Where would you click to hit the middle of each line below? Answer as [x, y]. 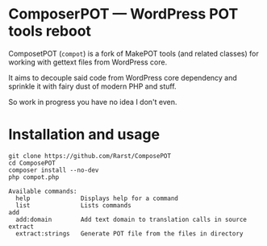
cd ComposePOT [32, 163]
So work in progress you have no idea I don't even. [93, 102]
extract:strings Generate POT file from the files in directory [129, 233]
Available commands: [43, 191]
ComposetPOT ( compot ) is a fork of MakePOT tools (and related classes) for [134, 53]
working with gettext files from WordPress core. [88, 62]
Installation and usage [84, 135]
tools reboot [50, 31]
